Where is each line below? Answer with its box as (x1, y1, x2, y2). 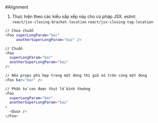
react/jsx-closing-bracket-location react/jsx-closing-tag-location (12, 20, 154, 24)
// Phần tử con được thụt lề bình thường (5, 86, 91, 91)
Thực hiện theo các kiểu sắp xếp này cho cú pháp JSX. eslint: (12, 14, 137, 19)
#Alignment (5, 4, 28, 10)
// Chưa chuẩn (5, 28, 34, 33)
